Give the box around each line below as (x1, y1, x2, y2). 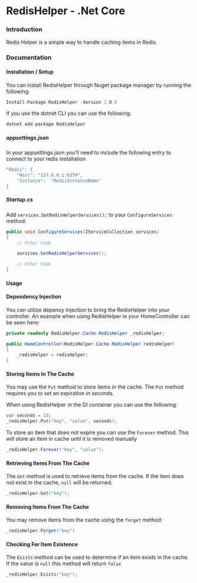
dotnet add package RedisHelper (6, 121, 86, 127)
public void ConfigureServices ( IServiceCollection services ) (6, 229, 160, 235)
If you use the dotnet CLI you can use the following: (6, 110, 132, 117)
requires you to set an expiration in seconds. (6, 390, 114, 397)
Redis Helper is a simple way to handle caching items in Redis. (6, 39, 157, 46)
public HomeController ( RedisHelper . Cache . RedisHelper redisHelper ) (6, 341, 176, 347)
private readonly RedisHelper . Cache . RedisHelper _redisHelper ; (6, 330, 165, 336)
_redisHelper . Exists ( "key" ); (6, 572, 78, 578)
